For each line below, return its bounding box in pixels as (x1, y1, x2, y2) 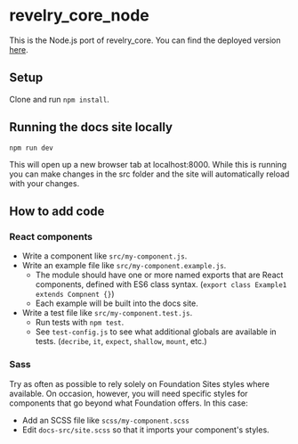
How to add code (9, 203, 105, 218)
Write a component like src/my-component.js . (21, 251, 188, 261)
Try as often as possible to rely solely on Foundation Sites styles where (9, 378, 270, 389)
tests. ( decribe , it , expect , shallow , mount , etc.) (35, 336, 207, 347)
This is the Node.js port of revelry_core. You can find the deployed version (9, 35, 282, 45)
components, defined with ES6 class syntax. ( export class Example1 (35, 279, 287, 290)
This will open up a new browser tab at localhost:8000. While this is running (9, 159, 287, 169)
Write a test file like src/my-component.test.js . (21, 308, 193, 318)
